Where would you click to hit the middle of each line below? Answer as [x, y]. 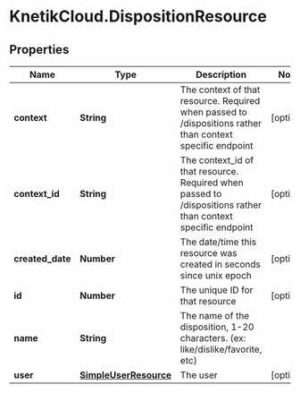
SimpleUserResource [126, 375]
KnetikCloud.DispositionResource [138, 17]
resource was [208, 253]
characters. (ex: [213, 338]
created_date [42, 259]
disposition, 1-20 [217, 327]
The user [199, 375]
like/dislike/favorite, [221, 349]
